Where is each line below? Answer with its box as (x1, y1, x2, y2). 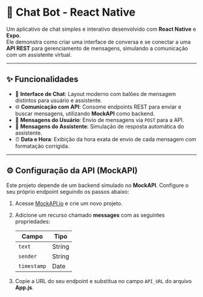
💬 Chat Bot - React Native (6, 5, 136, 19)
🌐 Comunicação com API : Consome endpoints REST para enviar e (14, 103, 182, 110)
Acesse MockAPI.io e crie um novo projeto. (14, 199, 123, 207)
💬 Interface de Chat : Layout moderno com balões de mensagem (14, 90, 176, 97)
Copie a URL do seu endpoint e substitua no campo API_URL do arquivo (14, 277, 192, 284)
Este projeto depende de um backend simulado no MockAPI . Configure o (6, 181, 189, 189)
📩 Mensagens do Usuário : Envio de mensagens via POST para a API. (14, 116, 184, 123)
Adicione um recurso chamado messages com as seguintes (14, 211, 165, 219)
